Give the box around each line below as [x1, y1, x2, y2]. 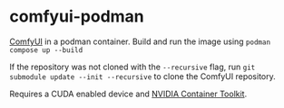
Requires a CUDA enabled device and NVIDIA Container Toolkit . [9, 88, 248, 99]
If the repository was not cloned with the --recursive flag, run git [9, 61, 256, 72]
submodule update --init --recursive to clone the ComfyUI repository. [9, 70, 276, 82]
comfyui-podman [9, 6, 145, 27]
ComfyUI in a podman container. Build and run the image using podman [9, 36, 270, 47]
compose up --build [9, 45, 83, 55]
